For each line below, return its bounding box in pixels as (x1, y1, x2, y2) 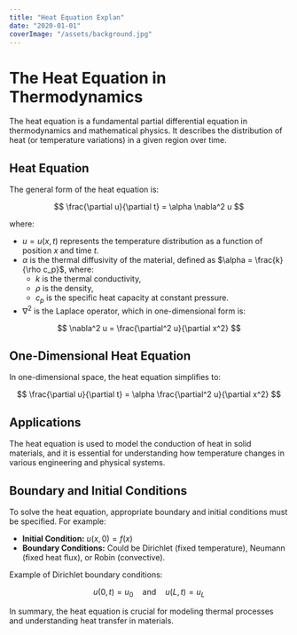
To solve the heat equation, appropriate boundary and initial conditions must (9, 507, 288, 518)
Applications (9, 415, 82, 430)
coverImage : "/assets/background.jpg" (9, 29, 152, 38)
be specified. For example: (9, 516, 106, 527)
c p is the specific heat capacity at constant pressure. (35, 292, 229, 305)
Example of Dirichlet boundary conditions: (9, 569, 163, 580)
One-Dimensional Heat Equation (9, 348, 191, 363)
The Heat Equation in (9, 67, 167, 88)
